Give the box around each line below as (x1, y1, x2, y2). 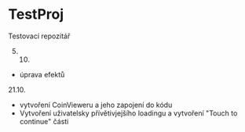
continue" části (19, 116, 69, 126)
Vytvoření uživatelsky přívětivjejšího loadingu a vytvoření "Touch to (19, 108, 238, 118)
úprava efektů (19, 70, 65, 79)
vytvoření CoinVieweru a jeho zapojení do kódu (19, 100, 173, 109)
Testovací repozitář (8, 31, 71, 41)
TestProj (8, 5, 64, 23)
